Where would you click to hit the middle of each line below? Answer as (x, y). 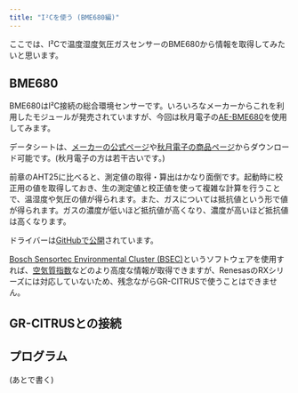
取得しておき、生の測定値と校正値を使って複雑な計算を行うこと (164, 188)
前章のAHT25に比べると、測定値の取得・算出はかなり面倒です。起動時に (142, 177)
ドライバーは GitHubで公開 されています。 (84, 240)
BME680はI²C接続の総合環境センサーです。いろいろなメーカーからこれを (143, 106)
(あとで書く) (32, 380)
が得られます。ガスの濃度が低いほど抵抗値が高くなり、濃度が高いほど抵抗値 (149, 211)
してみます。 (32, 128)
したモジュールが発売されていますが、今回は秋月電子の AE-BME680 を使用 (152, 117)
